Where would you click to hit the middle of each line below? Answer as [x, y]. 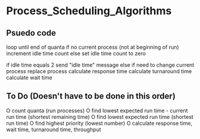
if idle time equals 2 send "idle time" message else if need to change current [100, 65]
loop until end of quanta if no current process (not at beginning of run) [93, 47]
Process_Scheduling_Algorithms [89, 11]
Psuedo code [31, 33]
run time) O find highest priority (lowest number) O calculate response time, [99, 123]
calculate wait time [29, 78]
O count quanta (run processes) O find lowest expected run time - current [97, 110]
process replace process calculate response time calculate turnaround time [99, 71]
